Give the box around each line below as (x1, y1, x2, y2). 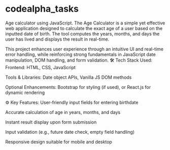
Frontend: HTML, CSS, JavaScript (5, 64, 76, 70)
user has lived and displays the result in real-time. (5, 36, 110, 42)
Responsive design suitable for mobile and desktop (5, 138, 113, 145)
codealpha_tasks (5, 3, 79, 15)
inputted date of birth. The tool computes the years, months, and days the (5, 31, 160, 37)
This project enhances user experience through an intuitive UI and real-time (5, 46, 164, 52)
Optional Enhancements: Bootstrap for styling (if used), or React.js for (5, 84, 151, 90)
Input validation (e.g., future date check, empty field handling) (5, 129, 135, 135)
